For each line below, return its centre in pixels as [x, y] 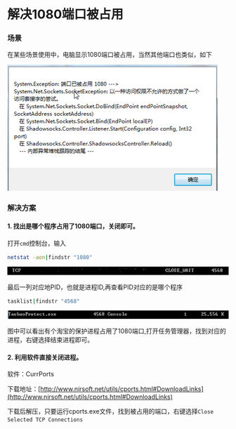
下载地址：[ [24, 389]
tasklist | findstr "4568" [44, 301]
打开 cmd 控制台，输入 [37, 243]
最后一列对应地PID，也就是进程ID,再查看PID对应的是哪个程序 [95, 287]
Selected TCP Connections [45, 420]
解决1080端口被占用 [66, 14]
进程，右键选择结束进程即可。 [50, 340]
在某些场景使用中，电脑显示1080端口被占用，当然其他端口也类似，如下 [110, 55]
